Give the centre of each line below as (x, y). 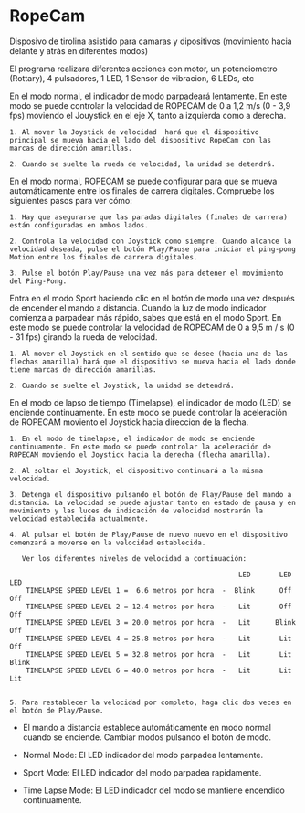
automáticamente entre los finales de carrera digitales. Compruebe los (142, 190)
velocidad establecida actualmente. (79, 518)
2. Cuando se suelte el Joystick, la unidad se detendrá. (122, 385)
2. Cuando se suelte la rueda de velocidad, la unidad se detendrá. (142, 164)
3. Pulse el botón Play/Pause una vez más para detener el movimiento (147, 273)
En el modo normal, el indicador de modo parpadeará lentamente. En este (148, 96)
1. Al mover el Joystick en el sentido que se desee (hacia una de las (148, 354)
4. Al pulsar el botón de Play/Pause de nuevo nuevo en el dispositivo (148, 534)
